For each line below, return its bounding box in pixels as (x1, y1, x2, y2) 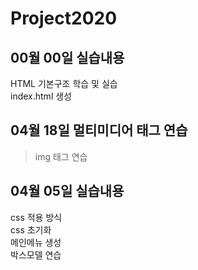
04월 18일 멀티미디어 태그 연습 (10, 122, 188, 139)
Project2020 (10, 7, 118, 30)
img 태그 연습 (34, 150, 88, 162)
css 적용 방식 (10, 211, 63, 223)
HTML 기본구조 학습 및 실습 (10, 78, 118, 89)
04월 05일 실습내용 (10, 183, 125, 200)
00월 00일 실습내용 (10, 49, 125, 66)
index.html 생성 (10, 90, 72, 102)
